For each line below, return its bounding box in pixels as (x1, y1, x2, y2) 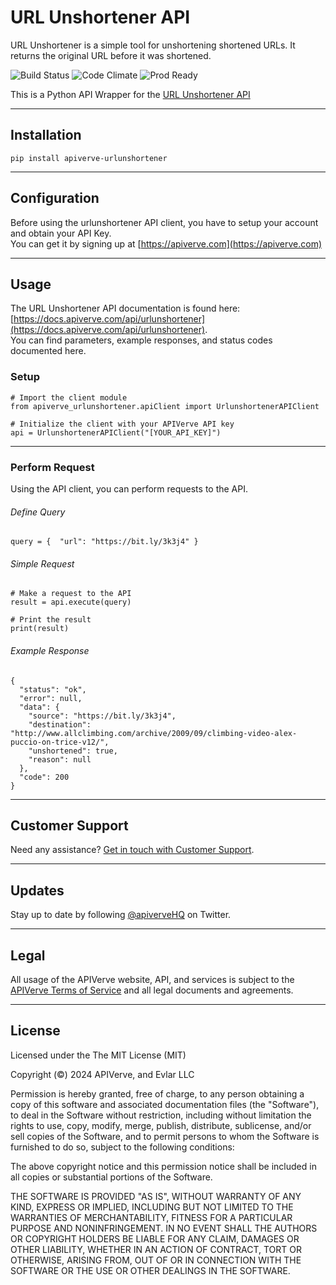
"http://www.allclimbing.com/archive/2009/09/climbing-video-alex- (10, 728, 298, 738)
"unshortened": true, (28, 746, 118, 756)
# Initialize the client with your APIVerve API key (10, 419, 235, 429)
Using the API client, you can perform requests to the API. (10, 482, 249, 495)
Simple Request (10, 557, 75, 570)
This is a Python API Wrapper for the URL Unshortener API (10, 88, 251, 100)
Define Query (10, 506, 66, 518)
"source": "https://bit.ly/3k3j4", (28, 711, 177, 721)
